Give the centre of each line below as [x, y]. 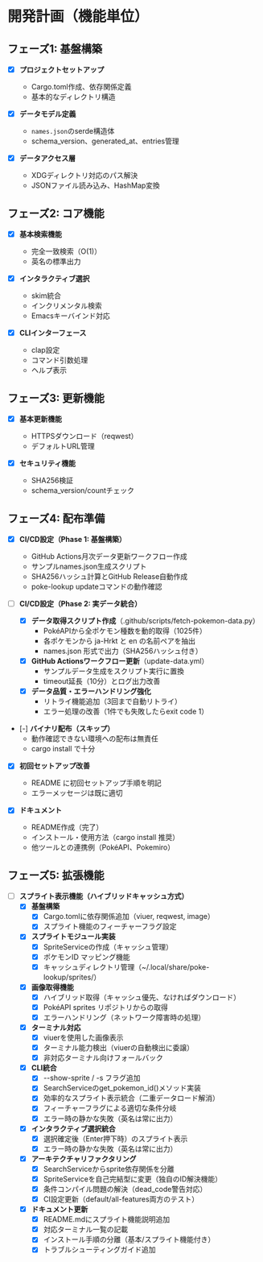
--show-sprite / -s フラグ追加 [92, 1078]
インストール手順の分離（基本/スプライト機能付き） [129, 1239]
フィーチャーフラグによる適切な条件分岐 [110, 1108]
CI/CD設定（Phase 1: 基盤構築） [72, 539]
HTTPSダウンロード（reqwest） [84, 437]
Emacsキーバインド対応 [70, 316]
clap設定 [45, 350]
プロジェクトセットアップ [62, 70]
